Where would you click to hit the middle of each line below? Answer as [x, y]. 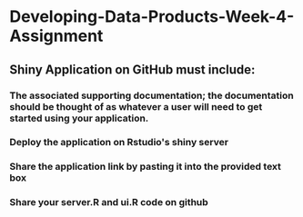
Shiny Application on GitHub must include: [132, 69]
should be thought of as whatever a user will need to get [136, 106]
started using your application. [79, 118]
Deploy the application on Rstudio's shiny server [119, 143]
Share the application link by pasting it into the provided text [146, 167]
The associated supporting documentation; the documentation [151, 95]
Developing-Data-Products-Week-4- [152, 17]
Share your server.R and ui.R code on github [109, 202]
